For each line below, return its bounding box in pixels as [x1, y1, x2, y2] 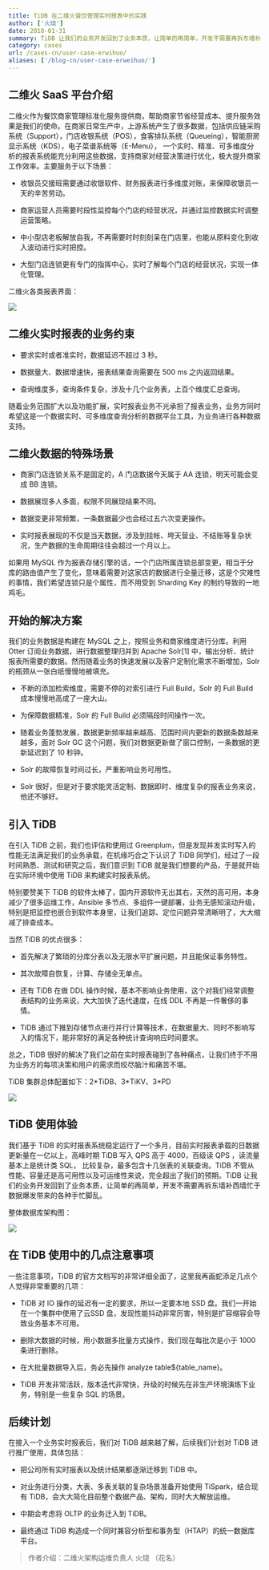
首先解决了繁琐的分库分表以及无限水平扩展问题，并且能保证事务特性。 [19, 951, 252, 961]
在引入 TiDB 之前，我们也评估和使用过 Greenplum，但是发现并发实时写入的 [8, 840, 256, 850]
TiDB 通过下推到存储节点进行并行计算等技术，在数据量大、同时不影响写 [19, 1022, 256, 1032]
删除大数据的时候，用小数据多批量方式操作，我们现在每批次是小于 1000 [19, 1335, 256, 1345]
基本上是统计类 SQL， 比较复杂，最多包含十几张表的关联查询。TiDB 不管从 [8, 1160, 255, 1170]
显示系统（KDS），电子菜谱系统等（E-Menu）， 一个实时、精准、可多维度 [8, 141, 247, 151]
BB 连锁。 [29, 479, 62, 489]
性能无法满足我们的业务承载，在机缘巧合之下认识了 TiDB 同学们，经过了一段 [8, 850, 260, 860]
